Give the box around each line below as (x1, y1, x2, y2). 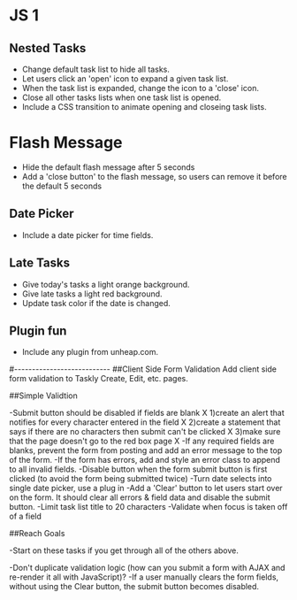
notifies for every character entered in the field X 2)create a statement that (9, 417, 281, 427)
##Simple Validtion (9, 390, 78, 401)
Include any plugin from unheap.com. (21, 347, 159, 358)
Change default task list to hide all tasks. (21, 64, 170, 74)
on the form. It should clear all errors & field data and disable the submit (9, 492, 271, 503)
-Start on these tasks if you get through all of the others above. (9, 545, 239, 556)
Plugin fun (9, 323, 67, 338)
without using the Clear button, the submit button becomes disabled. (9, 581, 259, 592)
